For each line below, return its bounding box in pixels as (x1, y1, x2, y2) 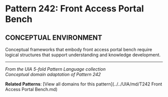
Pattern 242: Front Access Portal (5, 3, 144, 14)
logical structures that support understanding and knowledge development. (5, 52, 161, 58)
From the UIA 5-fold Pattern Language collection (5, 66, 106, 72)
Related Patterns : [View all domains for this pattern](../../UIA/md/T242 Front (5, 81, 162, 87)
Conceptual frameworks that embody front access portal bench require (5, 47, 152, 52)
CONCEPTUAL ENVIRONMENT (5, 33, 102, 42)
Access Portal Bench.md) (5, 87, 57, 92)
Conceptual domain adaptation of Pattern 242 (5, 72, 101, 77)
